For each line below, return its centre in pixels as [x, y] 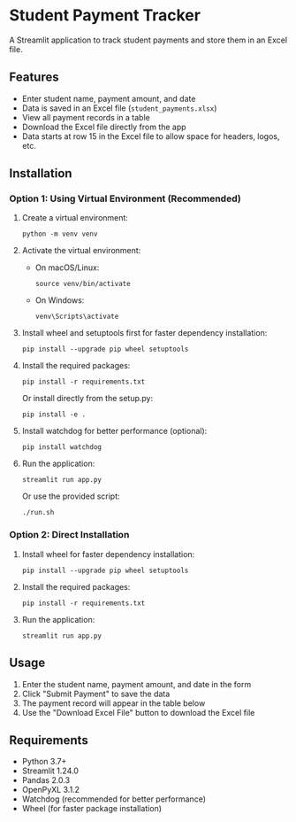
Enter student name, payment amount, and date [109, 98]
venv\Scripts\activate [77, 317]
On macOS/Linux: [67, 268]
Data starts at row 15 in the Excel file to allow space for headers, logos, [151, 136]
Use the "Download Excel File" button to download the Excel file [138, 712]
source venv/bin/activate [83, 284]
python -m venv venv [60, 234]
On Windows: [60, 300]
